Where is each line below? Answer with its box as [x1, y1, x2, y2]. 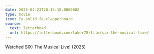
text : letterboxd [10, 26, 46, 31]
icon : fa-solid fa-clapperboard [5, 16, 73, 21]
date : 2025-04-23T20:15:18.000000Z [5, 7, 80, 12]
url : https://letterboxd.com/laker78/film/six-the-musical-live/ [10, 30, 149, 35]
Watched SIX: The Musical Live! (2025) [5, 44, 86, 50]
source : [5, 21, 22, 26]
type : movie [5, 12, 30, 17]
